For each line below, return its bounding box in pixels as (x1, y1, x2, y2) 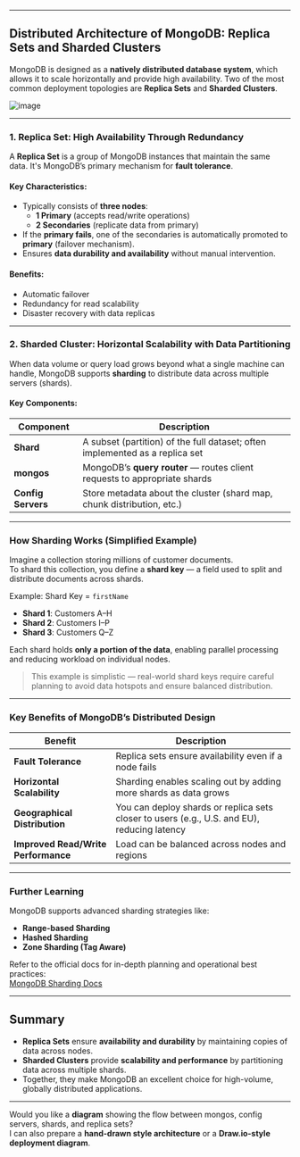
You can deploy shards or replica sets (115, 801, 274, 813)
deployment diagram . (9, 1137, 91, 1148)
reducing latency (115, 823, 186, 836)
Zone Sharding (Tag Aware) (21, 941, 127, 952)
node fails (115, 761, 157, 773)
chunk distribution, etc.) (82, 498, 183, 511)
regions (115, 849, 147, 862)
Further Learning (9, 885, 85, 897)
